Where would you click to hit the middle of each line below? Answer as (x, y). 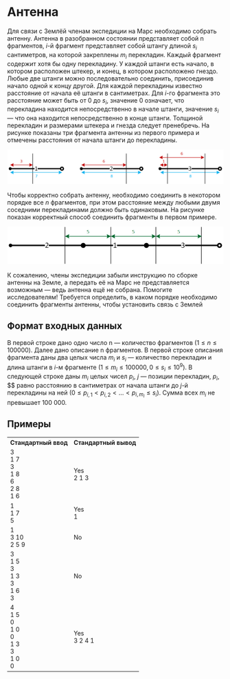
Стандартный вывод (105, 443)
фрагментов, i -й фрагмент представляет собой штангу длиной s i (102, 46)
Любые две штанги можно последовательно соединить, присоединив (111, 78)
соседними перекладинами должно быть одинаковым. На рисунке (106, 209)
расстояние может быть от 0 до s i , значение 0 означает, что (96, 101)
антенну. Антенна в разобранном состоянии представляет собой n (106, 38)
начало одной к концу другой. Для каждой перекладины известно (105, 85)
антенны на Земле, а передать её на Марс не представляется (99, 282)
